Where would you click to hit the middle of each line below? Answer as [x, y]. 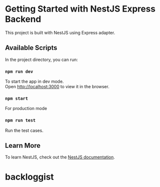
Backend [23, 19]
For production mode [26, 109]
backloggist [30, 177]
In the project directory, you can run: [41, 60]
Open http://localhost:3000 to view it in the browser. [57, 87]
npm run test [20, 120]
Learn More [23, 146]
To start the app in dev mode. [34, 81]
